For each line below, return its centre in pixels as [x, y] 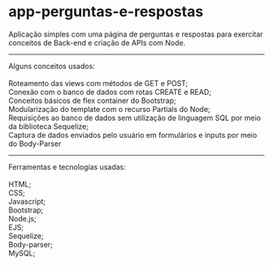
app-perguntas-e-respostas [106, 12]
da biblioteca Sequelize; [49, 126]
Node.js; [22, 218]
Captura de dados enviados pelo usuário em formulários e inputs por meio [133, 135]
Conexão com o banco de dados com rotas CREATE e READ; [110, 92]
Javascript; [27, 201]
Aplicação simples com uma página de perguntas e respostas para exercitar [136, 34]
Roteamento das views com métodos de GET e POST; [98, 83]
